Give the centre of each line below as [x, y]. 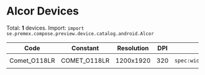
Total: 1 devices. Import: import [45, 28]
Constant [85, 48]
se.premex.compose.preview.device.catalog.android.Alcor [80, 34]
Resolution [133, 48]
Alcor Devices [43, 11]
